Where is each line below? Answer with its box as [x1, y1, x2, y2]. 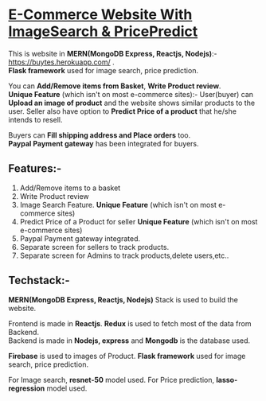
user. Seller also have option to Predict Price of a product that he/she [8, 106, 237, 116]
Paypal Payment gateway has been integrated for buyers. [8, 138, 199, 148]
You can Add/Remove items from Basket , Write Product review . [8, 81, 221, 91]
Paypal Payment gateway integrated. [19, 233, 141, 243]
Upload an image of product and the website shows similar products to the [8, 98, 256, 107]
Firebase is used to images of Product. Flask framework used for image [8, 351, 246, 360]
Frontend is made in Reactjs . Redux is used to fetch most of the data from [8, 318, 252, 328]
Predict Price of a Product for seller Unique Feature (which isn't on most [19, 216, 258, 226]
